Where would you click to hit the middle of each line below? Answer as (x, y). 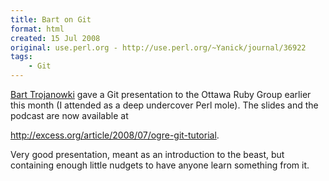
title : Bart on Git (51, 19)
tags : (21, 57)
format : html (37, 29)
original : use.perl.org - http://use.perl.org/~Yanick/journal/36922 (158, 47)
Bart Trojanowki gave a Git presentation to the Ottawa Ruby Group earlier (161, 94)
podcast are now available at (69, 115)
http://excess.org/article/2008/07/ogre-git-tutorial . (115, 135)
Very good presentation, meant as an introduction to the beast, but (147, 154)
